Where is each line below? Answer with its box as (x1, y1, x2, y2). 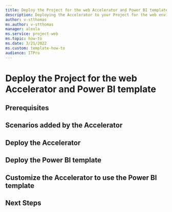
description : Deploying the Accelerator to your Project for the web (5, 12, 157, 17)
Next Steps (5, 199, 41, 207)
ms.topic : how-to (5, 36, 42, 41)
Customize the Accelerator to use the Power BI (5, 173, 157, 182)
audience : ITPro (5, 50, 40, 55)
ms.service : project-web (5, 31, 58, 36)
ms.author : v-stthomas (5, 22, 54, 27)
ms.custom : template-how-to (5, 46, 66, 51)
